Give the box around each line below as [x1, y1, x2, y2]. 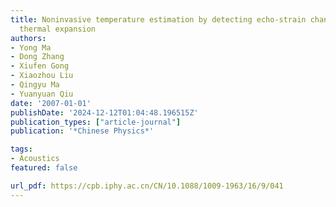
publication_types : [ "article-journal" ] [10, 117, 182, 127]
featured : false [10, 163, 78, 173]
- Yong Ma [10, 42, 52, 53]
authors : [10, 33, 47, 43]
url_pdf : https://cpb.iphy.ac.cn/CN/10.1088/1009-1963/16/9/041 [10, 181, 284, 191]
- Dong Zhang [10, 52, 65, 62]
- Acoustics [10, 154, 60, 164]
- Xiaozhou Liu [10, 71, 74, 81]
